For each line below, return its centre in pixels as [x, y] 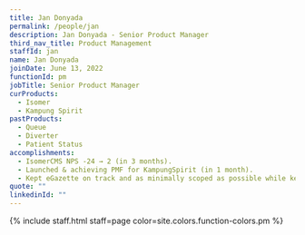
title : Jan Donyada [46, 18]
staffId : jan [34, 52]
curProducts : [34, 93]
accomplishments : [42, 152]
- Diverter [38, 136]
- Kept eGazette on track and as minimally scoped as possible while [152, 178]
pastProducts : [36, 119]
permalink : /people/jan [54, 26]
